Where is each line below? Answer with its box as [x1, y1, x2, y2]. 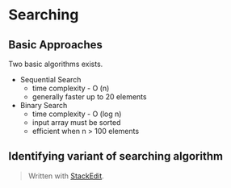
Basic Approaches [8, 38, 103, 52]
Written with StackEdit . [27, 171, 105, 181]
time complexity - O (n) [31, 83, 110, 93]
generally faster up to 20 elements [31, 92, 147, 102]
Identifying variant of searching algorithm [8, 149, 224, 163]
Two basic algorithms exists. [8, 59, 103, 69]
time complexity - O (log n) [31, 109, 122, 119]
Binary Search [19, 101, 68, 110]
